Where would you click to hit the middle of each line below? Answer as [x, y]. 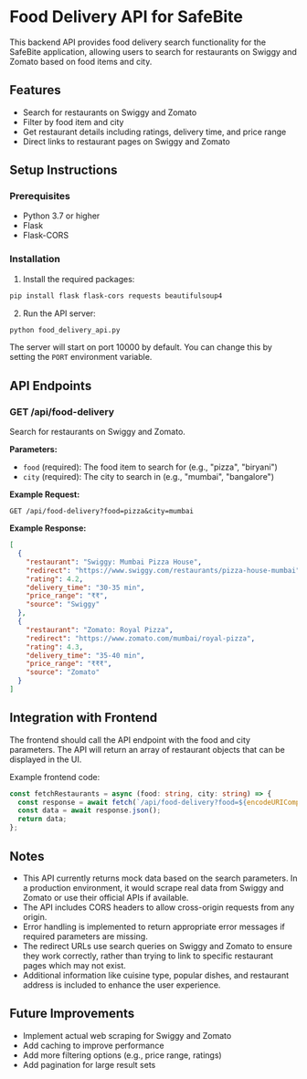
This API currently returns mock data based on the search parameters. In [160, 878]
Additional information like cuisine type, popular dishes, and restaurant [156, 975]
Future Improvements [72, 1014]
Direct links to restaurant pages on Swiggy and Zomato [127, 141]
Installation [35, 259]
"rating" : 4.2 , [55, 579]
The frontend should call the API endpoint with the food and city [130, 740]
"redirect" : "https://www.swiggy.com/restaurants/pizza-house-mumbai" [163, 570]
